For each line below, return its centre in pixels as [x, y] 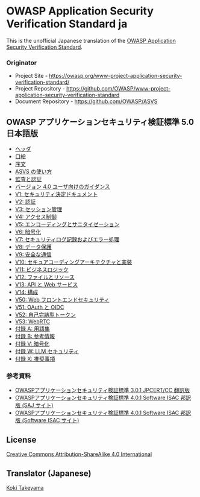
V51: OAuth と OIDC [39, 307]
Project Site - [31, 76]
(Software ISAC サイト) [51, 420]
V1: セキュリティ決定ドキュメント [56, 194]
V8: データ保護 [33, 247]
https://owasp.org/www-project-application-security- [116, 76]
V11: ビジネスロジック [42, 270]
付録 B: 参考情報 [35, 337]
